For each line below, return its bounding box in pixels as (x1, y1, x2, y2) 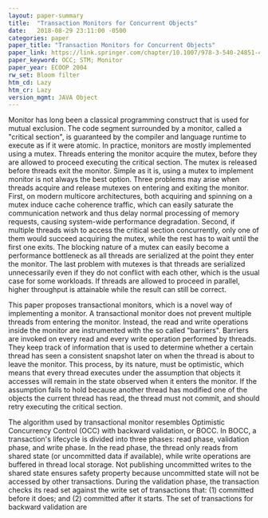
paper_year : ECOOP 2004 (8, 64, 88, 72)
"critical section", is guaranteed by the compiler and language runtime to (8, 132, 247, 142)
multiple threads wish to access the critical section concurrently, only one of (8, 225, 259, 235)
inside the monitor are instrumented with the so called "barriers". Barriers (8, 326, 249, 335)
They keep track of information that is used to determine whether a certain (8, 342, 254, 352)
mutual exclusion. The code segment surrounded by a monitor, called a (8, 124, 242, 133)
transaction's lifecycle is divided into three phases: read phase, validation (8, 434, 250, 444)
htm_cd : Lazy (8, 78, 52, 86)
